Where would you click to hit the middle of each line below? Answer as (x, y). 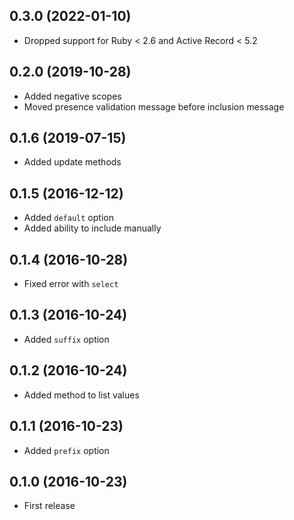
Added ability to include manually (92, 228)
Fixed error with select (71, 284)
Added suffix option (66, 339)
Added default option (68, 218)
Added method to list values (81, 395)
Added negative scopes (72, 96)
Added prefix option (66, 450)
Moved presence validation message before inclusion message (154, 106)
